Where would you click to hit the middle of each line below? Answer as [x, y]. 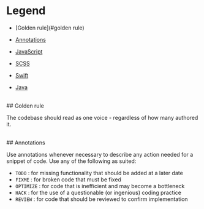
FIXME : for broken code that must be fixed [68, 179]
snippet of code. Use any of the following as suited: [71, 161]
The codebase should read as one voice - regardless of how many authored [102, 117]
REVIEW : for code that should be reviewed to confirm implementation [101, 199]
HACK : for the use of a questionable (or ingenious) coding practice [98, 192]
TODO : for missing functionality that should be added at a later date [99, 173]
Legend [26, 11]
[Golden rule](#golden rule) [50, 28]
